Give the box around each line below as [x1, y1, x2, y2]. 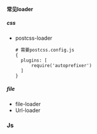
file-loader [15, 100, 41, 107]
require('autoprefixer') [31, 62, 92, 68]
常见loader [6, 5, 34, 12]
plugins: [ [21, 57, 48, 63]
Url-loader [15, 107, 41, 114]
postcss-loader [15, 34, 52, 42]
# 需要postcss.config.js [15, 47, 75, 53]
